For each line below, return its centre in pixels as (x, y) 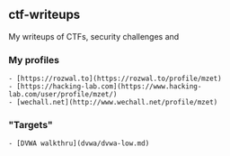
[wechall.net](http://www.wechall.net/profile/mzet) (117, 103)
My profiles (34, 60)
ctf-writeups (44, 15)
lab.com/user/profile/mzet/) (63, 95)
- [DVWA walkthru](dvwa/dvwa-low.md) (79, 143)
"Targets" (31, 125)
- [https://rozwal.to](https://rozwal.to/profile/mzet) (115, 79)
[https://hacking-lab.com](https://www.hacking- (109, 87)
